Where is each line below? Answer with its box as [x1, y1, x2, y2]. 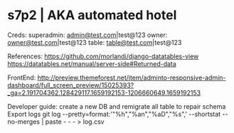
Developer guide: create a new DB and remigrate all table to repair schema [7, 102, 226, 110]
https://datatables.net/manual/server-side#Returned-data [7, 59, 176, 68]
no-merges [7, 117, 41, 126]
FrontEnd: [7, 73, 36, 82]
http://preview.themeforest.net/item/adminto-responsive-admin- [37, 73, 226, 82]
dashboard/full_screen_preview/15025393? [7, 80, 134, 89]
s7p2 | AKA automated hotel [7, 7, 177, 23]
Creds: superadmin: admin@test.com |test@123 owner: [7, 31, 168, 39]
